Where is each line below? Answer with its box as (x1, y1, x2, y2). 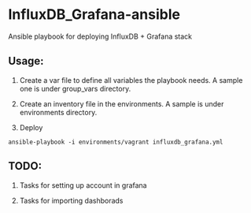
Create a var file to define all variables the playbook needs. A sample (19, 75, 243, 84)
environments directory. (19, 107, 98, 117)
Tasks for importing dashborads (19, 196, 124, 205)
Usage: (8, 54, 45, 68)
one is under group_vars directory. (19, 84, 131, 93)
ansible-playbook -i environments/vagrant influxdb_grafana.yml (8, 138, 223, 146)
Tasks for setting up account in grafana (19, 180, 147, 190)
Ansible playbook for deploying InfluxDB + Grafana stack (8, 32, 193, 41)
